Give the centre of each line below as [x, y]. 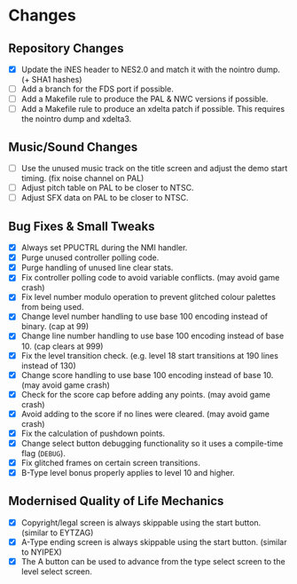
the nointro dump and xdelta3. [76, 119]
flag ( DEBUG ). [43, 453]
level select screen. [56, 572]
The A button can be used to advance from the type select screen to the [153, 561]
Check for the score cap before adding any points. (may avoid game [146, 394]
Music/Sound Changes [73, 147]
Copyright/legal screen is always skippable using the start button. [141, 522]
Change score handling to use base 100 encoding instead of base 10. [147, 375]
